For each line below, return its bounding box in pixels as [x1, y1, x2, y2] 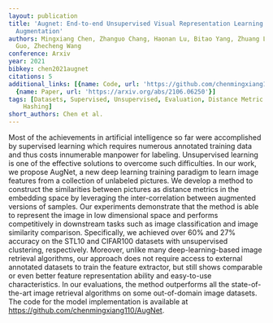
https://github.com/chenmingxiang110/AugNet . [8, 306, 165, 315]
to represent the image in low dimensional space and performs [8, 211, 219, 220]
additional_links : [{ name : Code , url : [8, 80, 140, 88]
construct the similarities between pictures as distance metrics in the [8, 185, 240, 194]
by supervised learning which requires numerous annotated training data [8, 142, 253, 151]
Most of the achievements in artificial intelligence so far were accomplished [8, 133, 262, 142]
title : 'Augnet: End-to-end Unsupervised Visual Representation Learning [8, 20, 264, 28]
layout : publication [8, 11, 79, 20]
